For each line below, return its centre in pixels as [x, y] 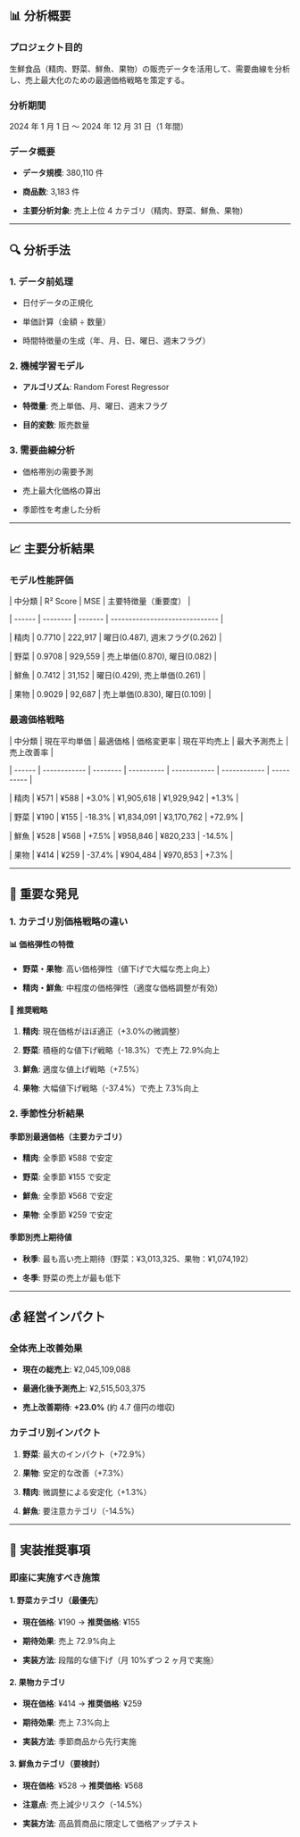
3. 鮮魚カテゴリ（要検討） [57, 1763]
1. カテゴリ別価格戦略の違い [69, 921]
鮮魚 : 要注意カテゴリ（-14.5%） [81, 1510]
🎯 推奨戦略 [29, 1010]
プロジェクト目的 [46, 47]
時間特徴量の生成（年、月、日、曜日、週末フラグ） [116, 340]
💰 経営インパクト [58, 1316]
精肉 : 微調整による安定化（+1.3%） [87, 1492]
